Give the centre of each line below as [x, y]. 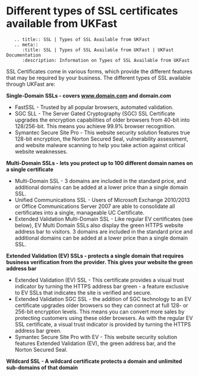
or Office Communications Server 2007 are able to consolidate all [95, 206]
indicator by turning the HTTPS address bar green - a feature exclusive [102, 286]
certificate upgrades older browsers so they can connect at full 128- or [101, 305]
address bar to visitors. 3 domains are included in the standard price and [104, 231]
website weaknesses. [41, 151]
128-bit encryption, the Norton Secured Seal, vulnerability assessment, [102, 139]
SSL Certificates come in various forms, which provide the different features [99, 71]
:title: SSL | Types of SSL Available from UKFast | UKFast [98, 50]
